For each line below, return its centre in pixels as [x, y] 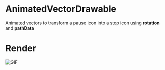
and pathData [20, 28]
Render [21, 49]
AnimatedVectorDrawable [61, 9]
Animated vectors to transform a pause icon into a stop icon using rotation [82, 23]
